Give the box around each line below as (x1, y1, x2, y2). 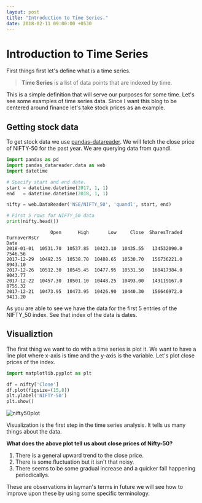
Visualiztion (6, 329, 53, 340)
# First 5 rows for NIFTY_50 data (6, 213, 95, 219)
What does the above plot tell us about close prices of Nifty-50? (6, 440, 173, 447)
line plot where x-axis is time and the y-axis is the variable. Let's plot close (6, 351, 195, 359)
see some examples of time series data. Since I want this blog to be (6, 98, 177, 105)
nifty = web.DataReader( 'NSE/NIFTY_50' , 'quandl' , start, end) (6, 201, 172, 208)
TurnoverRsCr (6, 235, 40, 241)
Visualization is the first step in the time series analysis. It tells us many (6, 421, 186, 429)
